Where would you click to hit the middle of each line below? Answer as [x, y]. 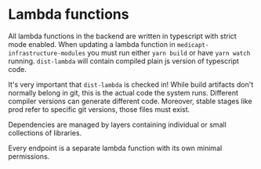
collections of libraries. [45, 133]
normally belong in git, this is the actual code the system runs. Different [123, 92]
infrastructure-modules [47, 53]
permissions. [29, 156]
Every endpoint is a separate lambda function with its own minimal [115, 148]
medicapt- [193, 45]
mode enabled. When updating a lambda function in [92, 44]
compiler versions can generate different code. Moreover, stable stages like [130, 101]
